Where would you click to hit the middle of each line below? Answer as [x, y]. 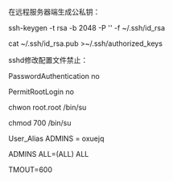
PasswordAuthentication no [54, 76]
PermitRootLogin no [41, 92]
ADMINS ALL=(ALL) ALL [49, 154]
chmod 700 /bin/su [40, 123]
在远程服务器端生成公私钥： [54, 12]
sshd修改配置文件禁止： [48, 60]
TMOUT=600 [30, 170]
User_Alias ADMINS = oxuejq [56, 138]
